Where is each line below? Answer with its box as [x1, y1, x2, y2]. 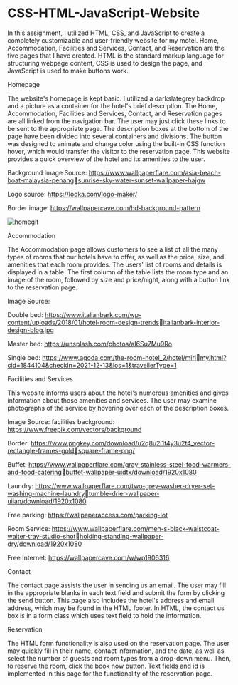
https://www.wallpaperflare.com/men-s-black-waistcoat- [51, 524, 220, 532]
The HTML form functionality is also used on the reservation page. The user [7, 639, 229, 647]
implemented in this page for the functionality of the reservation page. [7, 669, 213, 678]
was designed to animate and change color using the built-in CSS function [7, 139, 225, 148]
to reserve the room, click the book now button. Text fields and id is [7, 661, 205, 670]
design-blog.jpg [7, 326, 55, 334]
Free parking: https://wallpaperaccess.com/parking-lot [7, 510, 168, 519]
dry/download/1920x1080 [7, 540, 82, 548]
